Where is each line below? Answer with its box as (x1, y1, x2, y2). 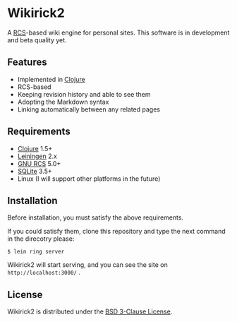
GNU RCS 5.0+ (17, 159, 61, 167)
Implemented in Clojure (17, 75, 86, 83)
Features (7, 56, 47, 68)
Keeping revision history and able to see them (17, 90, 151, 98)
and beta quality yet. (7, 35, 67, 44)
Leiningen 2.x (17, 152, 58, 160)
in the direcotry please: (7, 234, 75, 243)
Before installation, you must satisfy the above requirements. (7, 213, 184, 222)
